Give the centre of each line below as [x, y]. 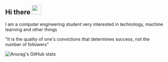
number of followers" [27, 44]
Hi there [18, 12]
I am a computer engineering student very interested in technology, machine [84, 24]
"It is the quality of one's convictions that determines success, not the [77, 39]
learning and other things [31, 29]
